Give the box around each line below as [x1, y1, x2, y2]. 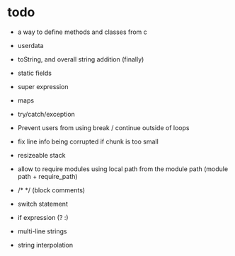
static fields [17, 69, 52, 77]
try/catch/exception [17, 110, 76, 118]
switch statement [17, 199, 69, 208]
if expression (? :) [17, 213, 69, 221]
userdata [17, 41, 44, 50]
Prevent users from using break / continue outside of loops [17, 123, 190, 132]
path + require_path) [17, 172, 78, 180]
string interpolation [17, 240, 73, 249]
